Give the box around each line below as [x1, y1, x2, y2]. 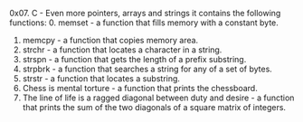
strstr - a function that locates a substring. [22, 73, 181, 84]
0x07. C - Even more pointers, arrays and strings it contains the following [9, 8, 281, 18]
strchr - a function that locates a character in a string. [22, 44, 223, 55]
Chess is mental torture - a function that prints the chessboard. [22, 83, 258, 93]
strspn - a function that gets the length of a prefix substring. [22, 54, 247, 64]
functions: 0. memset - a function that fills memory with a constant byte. [9, 17, 279, 28]
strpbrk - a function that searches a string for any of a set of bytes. [22, 63, 273, 74]
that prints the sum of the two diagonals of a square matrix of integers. [22, 102, 287, 112]
